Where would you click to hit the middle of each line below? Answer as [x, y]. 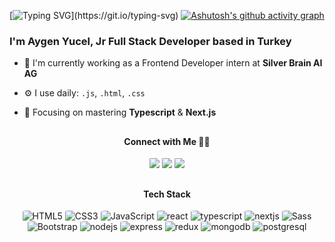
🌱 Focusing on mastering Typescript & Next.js [120, 112]
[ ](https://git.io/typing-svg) [94, 15]
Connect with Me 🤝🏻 [167, 141]
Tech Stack [167, 194]
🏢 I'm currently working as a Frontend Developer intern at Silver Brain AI [173, 63]
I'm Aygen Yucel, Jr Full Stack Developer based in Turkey [150, 41]
